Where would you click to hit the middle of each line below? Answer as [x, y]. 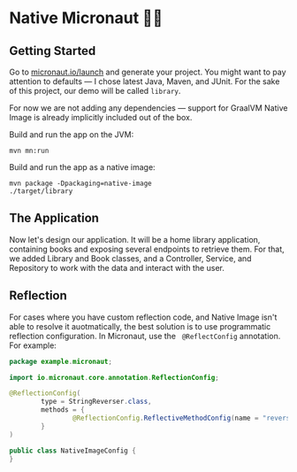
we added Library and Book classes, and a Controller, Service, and [130, 258]
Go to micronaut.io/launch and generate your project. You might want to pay [148, 72]
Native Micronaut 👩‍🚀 [86, 18]
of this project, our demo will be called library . [95, 91]
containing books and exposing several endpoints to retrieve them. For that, [147, 249]
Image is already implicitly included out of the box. [101, 117]
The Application [54, 218]
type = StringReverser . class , [96, 402]
